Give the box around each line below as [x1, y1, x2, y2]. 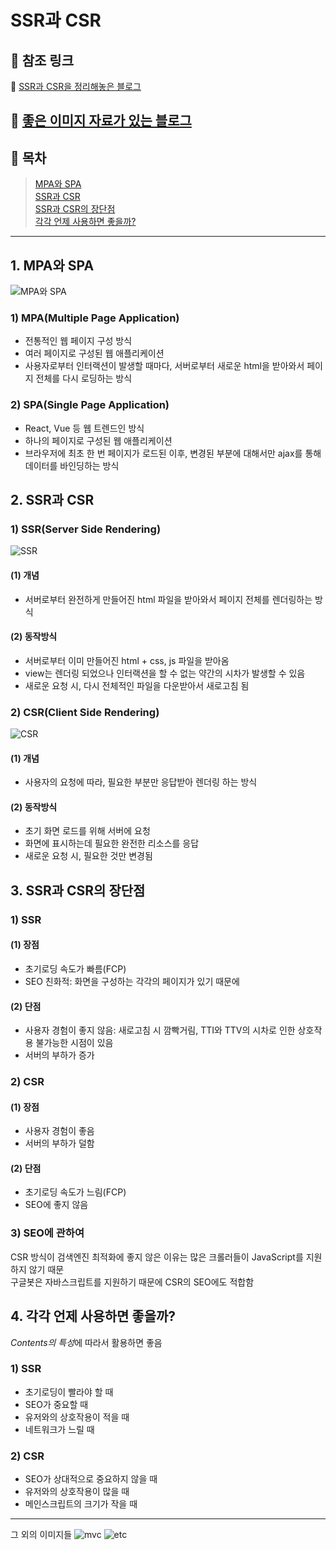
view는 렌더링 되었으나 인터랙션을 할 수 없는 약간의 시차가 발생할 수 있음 [24, 667, 306, 679]
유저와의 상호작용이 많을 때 [24, 1486, 130, 1498]
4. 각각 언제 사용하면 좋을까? [10, 1308, 177, 1325]
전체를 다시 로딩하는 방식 [35, 372, 133, 385]
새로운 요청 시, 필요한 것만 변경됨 [24, 850, 153, 862]
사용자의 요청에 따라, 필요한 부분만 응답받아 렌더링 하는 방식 [24, 776, 258, 788]
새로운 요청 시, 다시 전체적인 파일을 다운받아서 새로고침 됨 [24, 679, 250, 691]
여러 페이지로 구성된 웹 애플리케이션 [24, 347, 165, 360]
